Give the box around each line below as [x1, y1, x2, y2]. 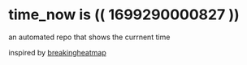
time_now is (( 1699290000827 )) [8, 6, 240, 24]
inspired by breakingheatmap [8, 47, 107, 57]
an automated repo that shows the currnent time [8, 32, 171, 42]
